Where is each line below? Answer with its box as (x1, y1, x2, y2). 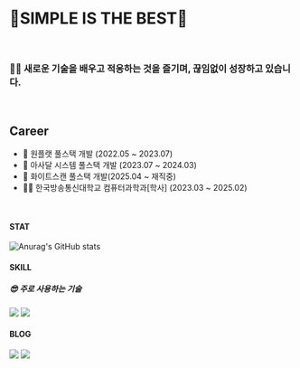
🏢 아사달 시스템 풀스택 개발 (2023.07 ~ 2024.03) (22, 160, 197, 171)
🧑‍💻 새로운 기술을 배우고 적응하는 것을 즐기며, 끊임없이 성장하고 (9, 62, 264, 75)
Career (9, 123, 50, 138)
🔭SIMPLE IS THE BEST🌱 (9, 8, 188, 29)
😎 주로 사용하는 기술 (9, 284, 82, 295)
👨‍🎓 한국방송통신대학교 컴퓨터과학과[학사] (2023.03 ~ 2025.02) (22, 183, 248, 193)
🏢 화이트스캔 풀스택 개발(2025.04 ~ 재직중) (22, 171, 176, 182)
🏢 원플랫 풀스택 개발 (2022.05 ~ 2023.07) (22, 148, 173, 159)
